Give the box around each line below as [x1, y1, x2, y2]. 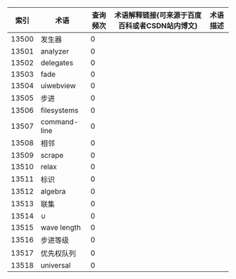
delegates [40, 58, 74, 68]
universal [40, 261, 71, 270]
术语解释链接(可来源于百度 [114, 11, 202, 20]
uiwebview [40, 81, 76, 90]
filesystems [40, 106, 79, 115]
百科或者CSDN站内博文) [118, 21, 198, 30]
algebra [40, 187, 66, 196]
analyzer [40, 46, 70, 56]
